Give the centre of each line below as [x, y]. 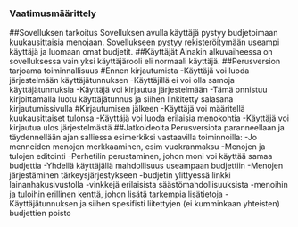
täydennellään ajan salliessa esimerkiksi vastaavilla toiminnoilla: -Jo [133, 138]
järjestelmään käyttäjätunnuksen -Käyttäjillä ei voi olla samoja [122, 80]
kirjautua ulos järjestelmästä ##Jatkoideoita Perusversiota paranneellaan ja [147, 128]
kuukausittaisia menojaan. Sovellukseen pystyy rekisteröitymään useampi [145, 42]
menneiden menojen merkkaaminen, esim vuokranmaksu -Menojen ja [137, 147]
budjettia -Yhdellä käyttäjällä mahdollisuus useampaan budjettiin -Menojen [146, 166]
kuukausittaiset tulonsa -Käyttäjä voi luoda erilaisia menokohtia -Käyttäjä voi [149, 118]
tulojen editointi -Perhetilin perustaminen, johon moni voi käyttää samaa [141, 156]
